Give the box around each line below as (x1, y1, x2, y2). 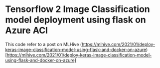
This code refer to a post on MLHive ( (5, 41, 82, 47)
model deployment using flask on (5, 14, 146, 25)
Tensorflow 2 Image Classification (5, 3, 151, 15)
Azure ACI (5, 25, 48, 36)
